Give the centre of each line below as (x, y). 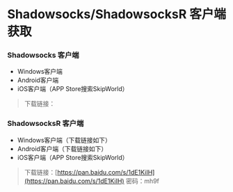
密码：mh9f (143, 181)
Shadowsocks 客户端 (43, 55)
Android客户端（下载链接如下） (62, 149)
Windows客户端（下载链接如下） (64, 140)
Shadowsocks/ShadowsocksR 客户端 (116, 14)
